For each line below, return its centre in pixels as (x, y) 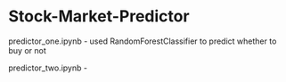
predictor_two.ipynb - (48, 68)
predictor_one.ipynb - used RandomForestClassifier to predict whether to (143, 41)
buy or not (27, 50)
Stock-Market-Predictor (99, 16)
